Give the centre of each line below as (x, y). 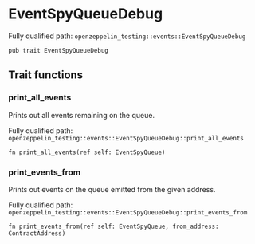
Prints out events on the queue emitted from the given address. (112, 189)
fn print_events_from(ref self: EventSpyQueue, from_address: (114, 226)
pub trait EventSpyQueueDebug (59, 50)
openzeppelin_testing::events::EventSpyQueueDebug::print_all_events (126, 138)
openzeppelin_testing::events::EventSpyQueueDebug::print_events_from (128, 212)
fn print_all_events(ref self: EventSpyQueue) (87, 152)
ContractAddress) (37, 233)
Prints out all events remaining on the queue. (82, 115)
